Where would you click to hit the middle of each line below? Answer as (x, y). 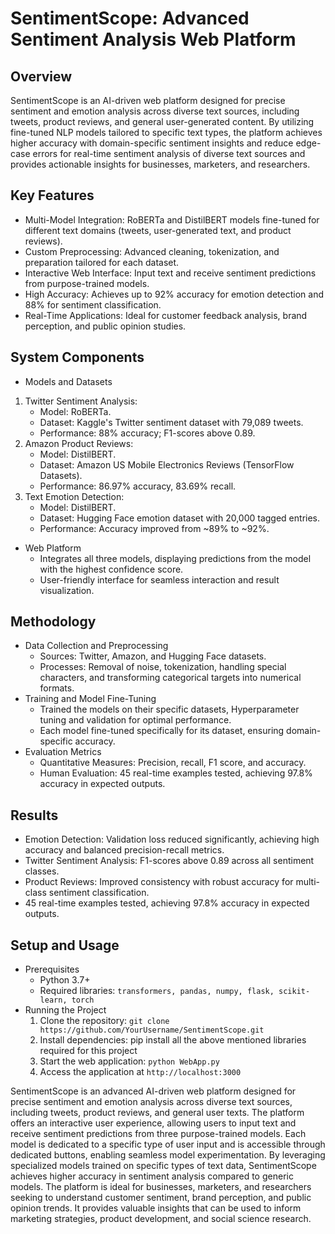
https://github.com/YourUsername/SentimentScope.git (152, 1030)
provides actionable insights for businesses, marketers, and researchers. (160, 164)
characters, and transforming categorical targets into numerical (170, 678)
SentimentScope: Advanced (130, 18)
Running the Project (65, 1010)
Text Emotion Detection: (74, 496)
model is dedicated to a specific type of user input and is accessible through (168, 1144)
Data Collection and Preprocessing (96, 646)
